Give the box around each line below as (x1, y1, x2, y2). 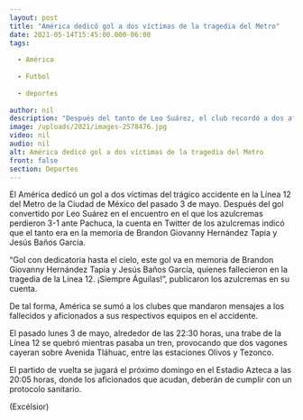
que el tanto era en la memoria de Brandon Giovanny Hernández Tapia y (9, 228, 278, 238)
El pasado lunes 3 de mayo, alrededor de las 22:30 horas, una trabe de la (9, 328, 281, 339)
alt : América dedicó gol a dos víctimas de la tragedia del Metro (9, 147, 264, 156)
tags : (9, 38, 30, 48)
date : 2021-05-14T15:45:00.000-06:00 (9, 30, 151, 39)
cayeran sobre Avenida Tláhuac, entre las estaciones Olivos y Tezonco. (9, 347, 275, 358)
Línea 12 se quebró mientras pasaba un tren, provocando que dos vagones (9, 338, 288, 349)
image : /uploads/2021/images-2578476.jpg (9, 123, 168, 132)
